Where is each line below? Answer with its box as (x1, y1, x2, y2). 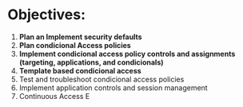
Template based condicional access (18, 65, 141, 75)
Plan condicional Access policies (18, 40, 131, 50)
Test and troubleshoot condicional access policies (18, 74, 185, 84)
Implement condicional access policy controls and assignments (18, 49, 236, 58)
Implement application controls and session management (18, 82, 209, 93)
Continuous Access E (18, 91, 90, 101)
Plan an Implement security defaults (18, 32, 142, 42)
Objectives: (7, 6, 86, 24)
